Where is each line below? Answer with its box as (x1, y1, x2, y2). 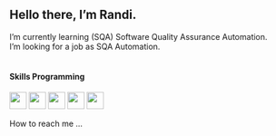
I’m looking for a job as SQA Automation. (9, 41, 161, 52)
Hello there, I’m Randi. (9, 7, 137, 23)
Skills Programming (9, 72, 85, 83)
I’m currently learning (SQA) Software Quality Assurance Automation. (9, 31, 268, 42)
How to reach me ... (9, 118, 84, 130)
